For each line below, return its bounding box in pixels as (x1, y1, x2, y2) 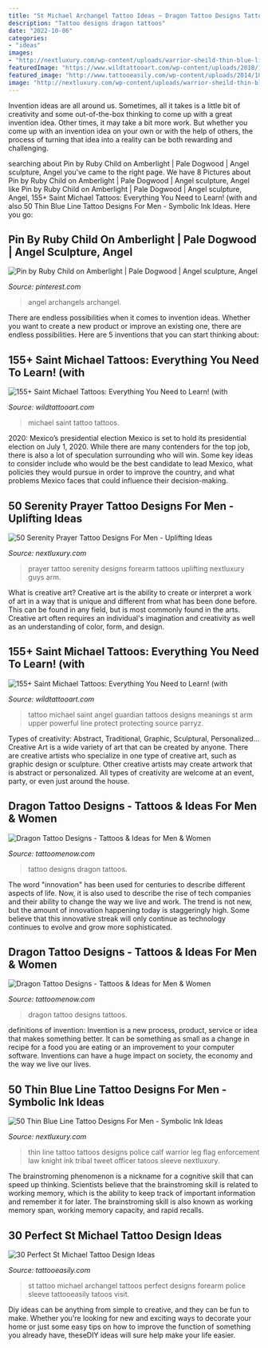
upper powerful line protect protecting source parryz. (27, 718, 203, 728)
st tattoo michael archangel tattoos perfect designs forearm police (27, 1281, 246, 1290)
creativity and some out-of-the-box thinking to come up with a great (8, 109, 233, 118)
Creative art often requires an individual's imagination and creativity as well (8, 613, 255, 622)
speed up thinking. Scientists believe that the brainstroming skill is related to (8, 1180, 258, 1190)
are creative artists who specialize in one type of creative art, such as (8, 750, 237, 760)
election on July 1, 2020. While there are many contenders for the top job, (8, 442, 250, 452)
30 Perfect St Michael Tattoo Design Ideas (8, 1229, 223, 1242)
